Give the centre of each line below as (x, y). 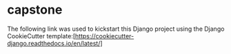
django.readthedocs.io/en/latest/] (55, 43)
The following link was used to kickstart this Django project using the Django (116, 29)
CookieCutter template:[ (41, 36)
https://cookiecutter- (104, 36)
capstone (35, 10)
